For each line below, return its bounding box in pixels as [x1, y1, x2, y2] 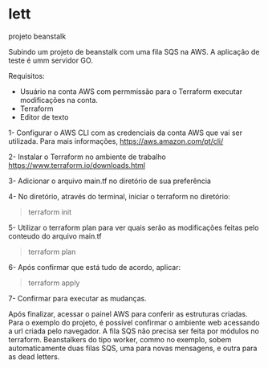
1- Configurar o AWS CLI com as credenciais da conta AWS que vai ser [8, 128, 243, 137]
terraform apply [27, 278, 80, 288]
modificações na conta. [19, 95, 99, 104]
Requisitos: [8, 71, 46, 80]
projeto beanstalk [8, 31, 67, 41]
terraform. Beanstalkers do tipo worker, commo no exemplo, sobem [8, 334, 232, 344]
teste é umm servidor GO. [8, 55, 94, 65]
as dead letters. [8, 351, 60, 362]
